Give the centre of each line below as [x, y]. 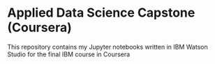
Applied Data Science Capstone [101, 13]
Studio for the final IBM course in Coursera [69, 54]
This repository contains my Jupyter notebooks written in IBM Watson [107, 47]
